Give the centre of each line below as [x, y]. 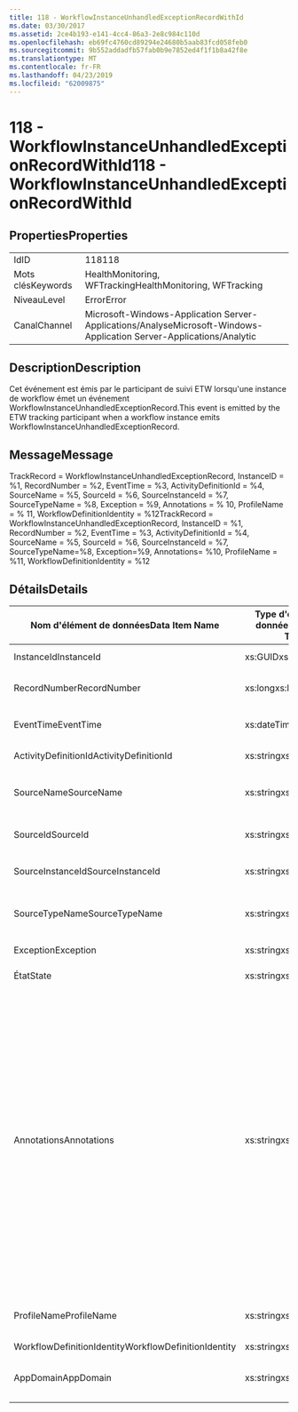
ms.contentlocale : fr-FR [55, 68]
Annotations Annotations [64, 1140]
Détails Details [49, 589]
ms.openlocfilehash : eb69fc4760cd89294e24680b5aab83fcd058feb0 [129, 42]
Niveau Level [39, 299]
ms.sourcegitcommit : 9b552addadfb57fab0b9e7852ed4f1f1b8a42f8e [129, 51]
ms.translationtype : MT [53, 59]
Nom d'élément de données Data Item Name [125, 626]
